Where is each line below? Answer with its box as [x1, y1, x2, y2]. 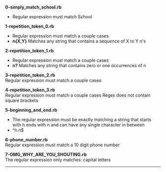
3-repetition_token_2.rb [5, 72, 55, 78]
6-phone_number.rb [5, 137, 48, 142]
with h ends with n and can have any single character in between [12, 122, 145, 128]
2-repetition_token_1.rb [5, 48, 54, 53]
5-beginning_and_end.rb [5, 107, 58, 113]
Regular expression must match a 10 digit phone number [5, 142, 120, 148]
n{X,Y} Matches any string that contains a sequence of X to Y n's [12, 38, 146, 44]
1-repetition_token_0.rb [5, 23, 54, 29]
